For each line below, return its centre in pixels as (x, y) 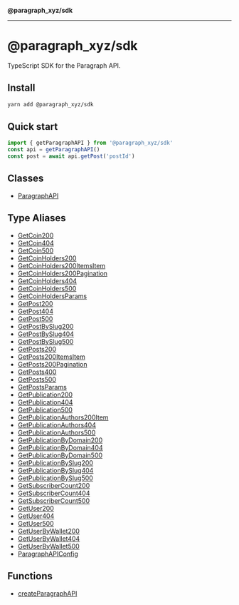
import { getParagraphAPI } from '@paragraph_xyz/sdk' (90, 143)
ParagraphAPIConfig (48, 554)
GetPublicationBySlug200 (55, 462)
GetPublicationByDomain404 (60, 447)
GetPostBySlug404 (46, 334)
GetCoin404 (36, 243)
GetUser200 (36, 508)
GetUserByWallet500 (48, 546)
